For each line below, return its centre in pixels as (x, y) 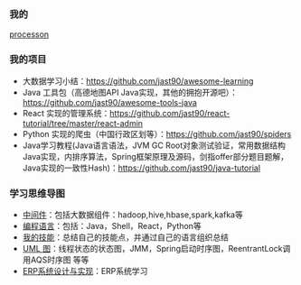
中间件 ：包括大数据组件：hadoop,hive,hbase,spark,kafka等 (133, 215)
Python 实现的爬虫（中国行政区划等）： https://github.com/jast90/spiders (157, 133)
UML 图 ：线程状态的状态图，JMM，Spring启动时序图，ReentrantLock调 (156, 248)
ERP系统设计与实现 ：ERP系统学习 (85, 271)
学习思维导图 (38, 193)
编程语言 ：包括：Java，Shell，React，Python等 (112, 225)
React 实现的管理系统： (66, 113)
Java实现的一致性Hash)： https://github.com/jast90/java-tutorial (141, 168)
